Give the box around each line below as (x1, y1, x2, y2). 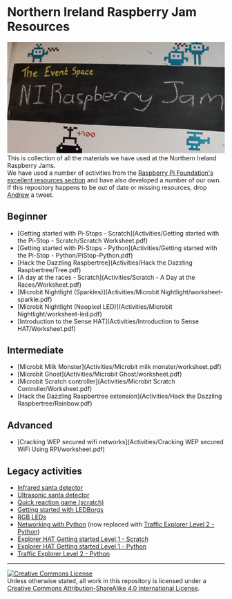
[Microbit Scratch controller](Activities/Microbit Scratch (17, 377, 175, 386)
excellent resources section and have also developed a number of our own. (7, 175, 222, 184)
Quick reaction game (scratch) (17, 498, 104, 506)
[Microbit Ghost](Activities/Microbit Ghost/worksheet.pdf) (17, 370, 182, 379)
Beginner (7, 211, 48, 222)
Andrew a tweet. (7, 191, 54, 199)
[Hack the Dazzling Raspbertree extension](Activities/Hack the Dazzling (17, 392, 222, 401)
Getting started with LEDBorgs (17, 506, 104, 514)
